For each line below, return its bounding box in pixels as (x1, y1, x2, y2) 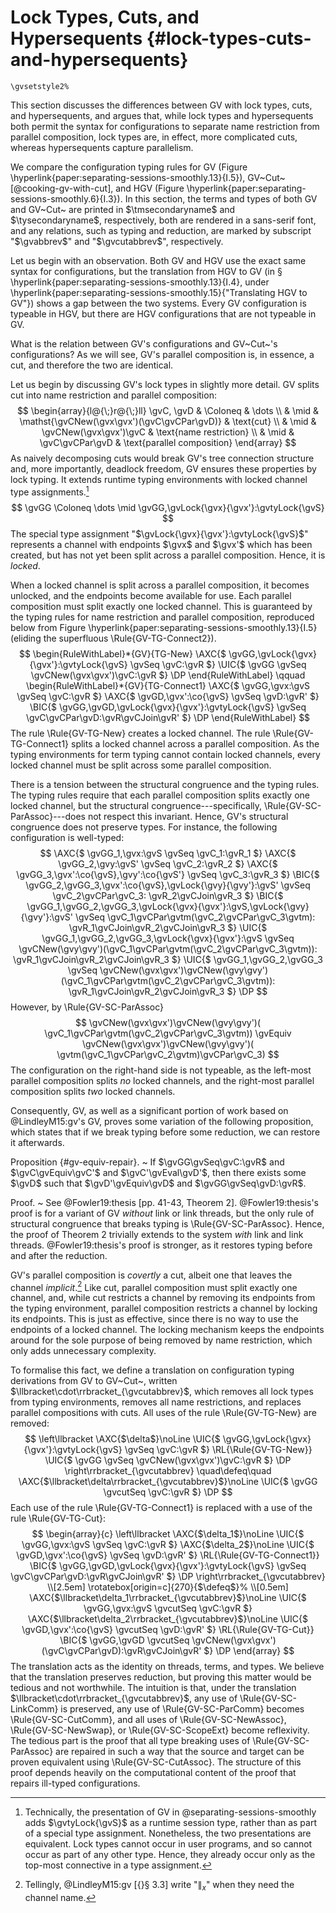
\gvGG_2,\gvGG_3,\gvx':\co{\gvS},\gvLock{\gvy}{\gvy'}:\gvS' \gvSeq (25, 879, 311, 891)
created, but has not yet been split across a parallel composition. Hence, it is (10, 549, 326, 561)
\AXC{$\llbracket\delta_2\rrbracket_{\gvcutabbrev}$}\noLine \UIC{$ (27, 1613, 309, 1625)
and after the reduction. (10, 1249, 108, 1261)
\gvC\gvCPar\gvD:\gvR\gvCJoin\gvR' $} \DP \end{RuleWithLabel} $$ (25, 711, 311, 723)
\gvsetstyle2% (10, 81, 70, 91)
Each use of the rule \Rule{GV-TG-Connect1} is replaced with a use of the (10, 1502, 313, 1514)
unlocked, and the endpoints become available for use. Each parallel (10, 589, 292, 601)
